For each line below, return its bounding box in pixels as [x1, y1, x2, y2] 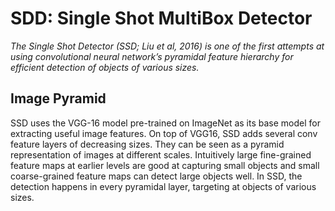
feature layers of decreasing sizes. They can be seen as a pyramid [10, 138, 285, 150]
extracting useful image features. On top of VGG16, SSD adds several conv [10, 127, 318, 139]
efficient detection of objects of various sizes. [10, 61, 200, 73]
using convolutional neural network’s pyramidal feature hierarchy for [10, 50, 294, 62]
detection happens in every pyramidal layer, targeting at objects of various [10, 180, 317, 192]
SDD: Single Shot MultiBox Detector [10, 7, 313, 30]
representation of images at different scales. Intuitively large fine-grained [10, 148, 312, 161]
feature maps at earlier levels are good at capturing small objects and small [10, 159, 320, 171]
